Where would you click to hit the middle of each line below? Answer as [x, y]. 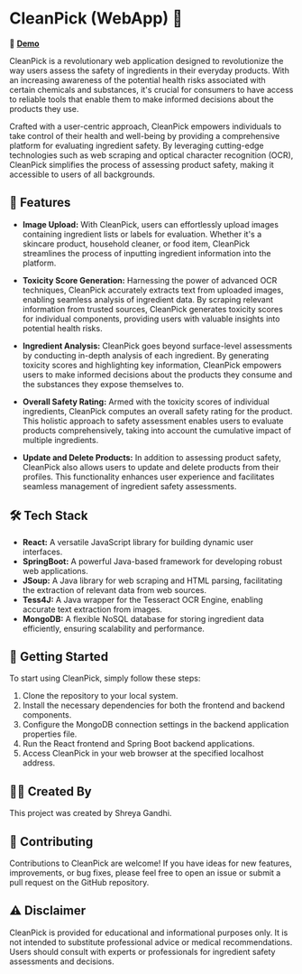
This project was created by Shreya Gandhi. [91, 813]
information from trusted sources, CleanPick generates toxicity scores [153, 309]
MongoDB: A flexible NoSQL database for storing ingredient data [143, 618]
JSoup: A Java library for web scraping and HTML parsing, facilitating [152, 580]
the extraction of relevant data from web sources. [114, 589]
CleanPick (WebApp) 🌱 [96, 19]
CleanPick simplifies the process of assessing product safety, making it [142, 164]
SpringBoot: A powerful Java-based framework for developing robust [152, 561]
